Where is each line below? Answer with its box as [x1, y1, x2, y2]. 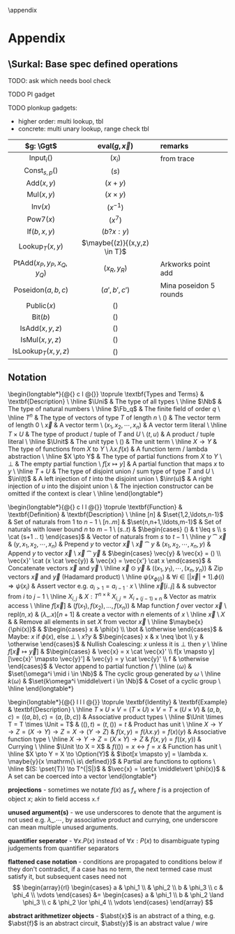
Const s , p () [24, 165, 59, 177]
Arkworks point [160, 260, 211, 269]
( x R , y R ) [103, 263, 128, 274]
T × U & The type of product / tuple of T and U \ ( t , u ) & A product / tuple [8, 429, 215, 438]
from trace [160, 154, 195, 163]
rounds [160, 290, 183, 299]
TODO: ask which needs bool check [8, 77, 111, 84]
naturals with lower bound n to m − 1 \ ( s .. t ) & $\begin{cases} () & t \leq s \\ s [8, 525, 227, 533]
